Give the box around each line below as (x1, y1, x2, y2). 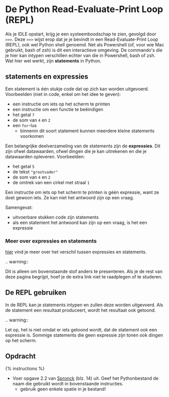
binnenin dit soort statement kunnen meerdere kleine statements (20, 128, 155, 134)
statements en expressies (5, 72, 88, 81)
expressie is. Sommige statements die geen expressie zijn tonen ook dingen (5, 332, 163, 338)
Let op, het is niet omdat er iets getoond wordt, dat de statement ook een (5, 326, 157, 332)
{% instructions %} (5, 365, 45, 371)
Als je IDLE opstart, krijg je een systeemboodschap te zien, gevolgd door (5, 31, 156, 37)
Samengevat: (5, 204, 33, 210)
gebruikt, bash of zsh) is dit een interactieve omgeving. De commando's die (5, 47, 163, 53)
